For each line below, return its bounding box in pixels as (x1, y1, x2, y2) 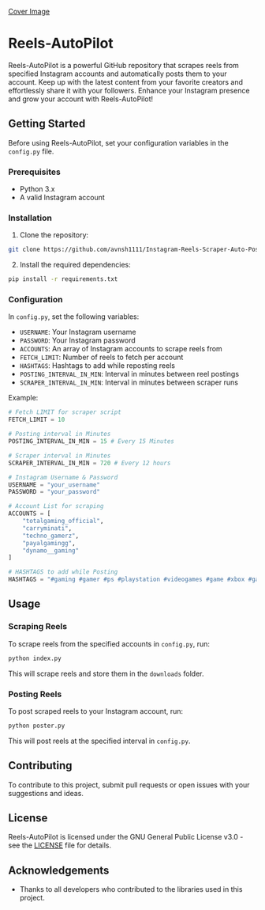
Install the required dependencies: (19, 260, 132, 270)
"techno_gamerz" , (22, 532, 80, 540)
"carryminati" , (22, 524, 73, 533)
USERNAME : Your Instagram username (19, 328, 136, 337)
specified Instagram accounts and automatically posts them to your (8, 69, 227, 78)
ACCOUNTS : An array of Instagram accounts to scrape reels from (19, 344, 222, 354)
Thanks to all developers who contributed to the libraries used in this (19, 885, 243, 894)
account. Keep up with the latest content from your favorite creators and (8, 77, 243, 86)
